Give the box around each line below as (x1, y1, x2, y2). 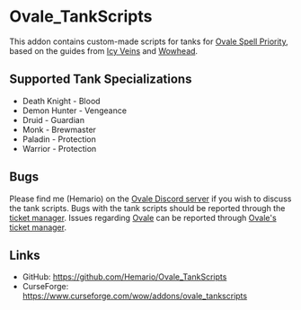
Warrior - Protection (22, 143, 97, 154)
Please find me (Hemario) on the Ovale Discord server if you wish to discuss (9, 193, 292, 204)
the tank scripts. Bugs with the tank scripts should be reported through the (9, 202, 286, 213)
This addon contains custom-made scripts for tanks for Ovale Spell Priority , (9, 36, 289, 47)
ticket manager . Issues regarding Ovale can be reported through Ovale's (9, 212, 277, 223)
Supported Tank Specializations (9, 72, 192, 87)
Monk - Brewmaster (22, 124, 97, 135)
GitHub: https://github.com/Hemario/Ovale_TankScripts (22, 271, 227, 282)
